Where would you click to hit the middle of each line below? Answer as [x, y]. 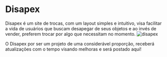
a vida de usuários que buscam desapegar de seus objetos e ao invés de [81, 28]
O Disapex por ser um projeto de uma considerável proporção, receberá [80, 43]
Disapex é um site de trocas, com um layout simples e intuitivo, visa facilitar [83, 23]
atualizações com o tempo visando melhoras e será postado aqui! [73, 49]
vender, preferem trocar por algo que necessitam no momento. [70, 34]
